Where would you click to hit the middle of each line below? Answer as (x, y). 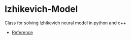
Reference (22, 32)
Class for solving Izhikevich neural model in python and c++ (65, 23)
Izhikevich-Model (41, 9)
